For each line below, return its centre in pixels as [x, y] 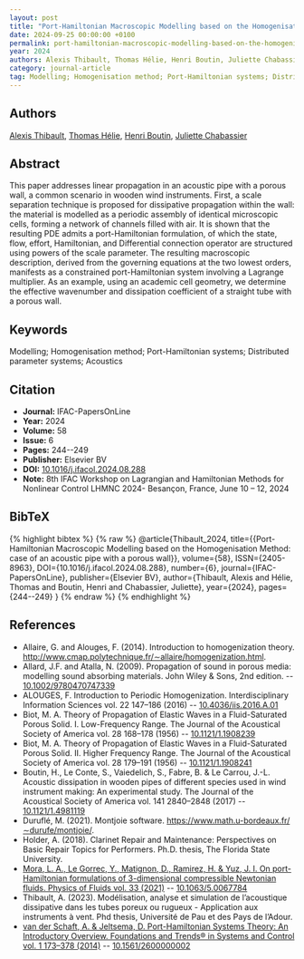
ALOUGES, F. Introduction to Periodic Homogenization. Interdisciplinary [156, 695]
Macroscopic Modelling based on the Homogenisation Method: [173, 548]
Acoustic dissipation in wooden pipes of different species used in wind [154, 781]
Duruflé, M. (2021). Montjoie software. [93, 820]
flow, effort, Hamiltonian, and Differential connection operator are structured [151, 243]
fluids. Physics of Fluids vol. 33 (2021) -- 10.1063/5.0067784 [135, 887]
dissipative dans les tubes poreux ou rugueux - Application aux [140, 906]
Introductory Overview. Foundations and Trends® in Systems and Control [158, 935]
